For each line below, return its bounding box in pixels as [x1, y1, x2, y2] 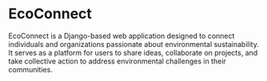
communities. [8, 64, 54, 74]
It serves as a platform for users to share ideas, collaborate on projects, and [8, 48, 258, 57]
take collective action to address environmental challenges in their [8, 56, 226, 66]
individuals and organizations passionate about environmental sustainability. [8, 39, 260, 48]
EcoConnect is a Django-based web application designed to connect [8, 31, 235, 40]
